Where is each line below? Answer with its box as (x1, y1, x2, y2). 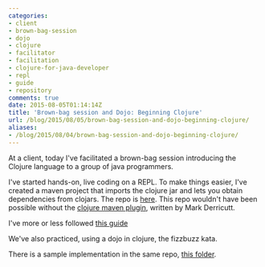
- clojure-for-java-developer (8, 64, 110, 72)
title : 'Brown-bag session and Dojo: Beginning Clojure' (8, 109, 203, 117)
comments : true (8, 94, 59, 102)
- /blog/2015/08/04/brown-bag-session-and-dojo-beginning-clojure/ (8, 131, 239, 139)
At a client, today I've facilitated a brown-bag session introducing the (8, 153, 237, 163)
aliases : (8, 123, 38, 131)
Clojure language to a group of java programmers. (8, 161, 174, 171)
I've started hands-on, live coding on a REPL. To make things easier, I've (8, 177, 247, 187)
